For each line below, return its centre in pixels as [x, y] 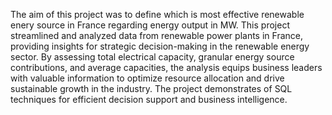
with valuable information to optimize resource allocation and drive [147, 78]
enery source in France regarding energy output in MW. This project [150, 25]
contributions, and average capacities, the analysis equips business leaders [166, 67]
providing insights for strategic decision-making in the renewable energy [160, 46]
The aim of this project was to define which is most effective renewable [157, 14]
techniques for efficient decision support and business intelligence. [149, 99]
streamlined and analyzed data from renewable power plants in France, [156, 35]
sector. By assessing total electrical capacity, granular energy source [152, 57]
